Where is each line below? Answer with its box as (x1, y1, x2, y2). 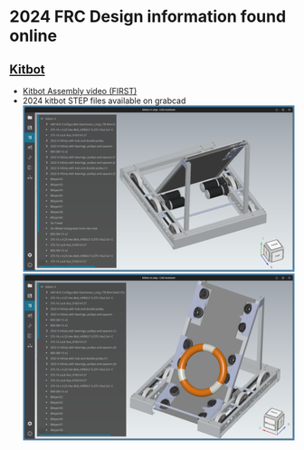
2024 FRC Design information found (9, 6, 287, 27)
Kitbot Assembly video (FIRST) (22, 86, 138, 96)
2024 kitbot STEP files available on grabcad (22, 95, 186, 106)
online (9, 25, 57, 46)
